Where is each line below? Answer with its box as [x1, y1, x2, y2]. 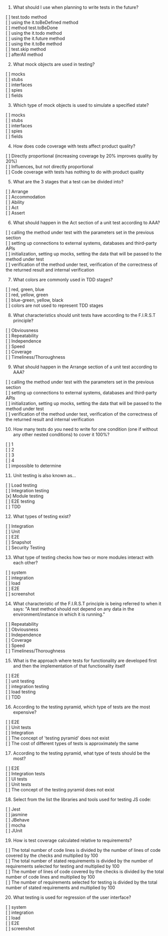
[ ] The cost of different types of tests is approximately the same [6, 741, 139, 746]
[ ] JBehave [6, 817, 30, 823]
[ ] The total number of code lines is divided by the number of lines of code [6, 847, 161, 853]
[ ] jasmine [6, 812, 28, 818]
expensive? [13, 709, 37, 715]
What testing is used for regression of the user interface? [13, 894, 131, 900]
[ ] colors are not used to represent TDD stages [6, 302, 103, 308]
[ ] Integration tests [6, 771, 45, 776]
